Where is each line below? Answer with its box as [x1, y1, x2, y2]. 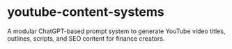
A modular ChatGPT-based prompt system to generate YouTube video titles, [7, 27, 226, 35]
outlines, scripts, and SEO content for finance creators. [7, 34, 165, 42]
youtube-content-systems [7, 4, 165, 20]
